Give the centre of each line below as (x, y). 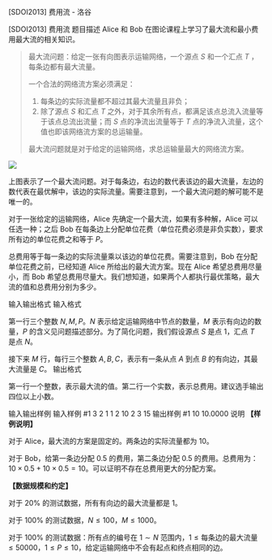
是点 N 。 (23, 342)
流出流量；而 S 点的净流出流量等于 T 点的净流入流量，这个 (166, 121)
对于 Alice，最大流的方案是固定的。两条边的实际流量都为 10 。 (111, 441)
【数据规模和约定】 (40, 486)
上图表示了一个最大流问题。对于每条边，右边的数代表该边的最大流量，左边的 (136, 181)
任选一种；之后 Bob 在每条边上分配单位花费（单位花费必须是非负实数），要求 (136, 229)
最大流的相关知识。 (47, 39)
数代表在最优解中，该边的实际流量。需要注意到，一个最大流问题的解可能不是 (136, 192)
